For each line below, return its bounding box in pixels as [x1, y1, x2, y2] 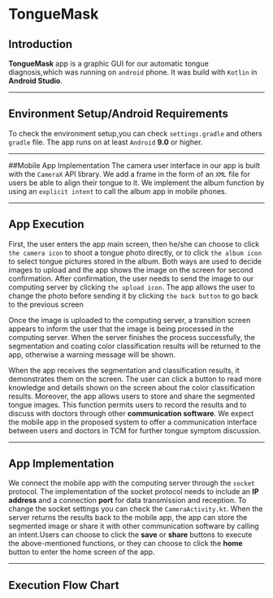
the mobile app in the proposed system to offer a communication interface [8, 417, 258, 427]
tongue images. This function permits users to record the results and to [8, 399, 247, 410]
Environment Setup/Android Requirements [8, 107, 229, 121]
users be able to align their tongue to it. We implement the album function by [8, 178, 265, 187]
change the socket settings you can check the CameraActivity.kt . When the [8, 504, 263, 514]
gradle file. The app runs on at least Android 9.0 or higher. [8, 137, 203, 147]
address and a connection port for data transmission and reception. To [8, 496, 247, 506]
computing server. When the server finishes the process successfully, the [8, 332, 256, 342]
